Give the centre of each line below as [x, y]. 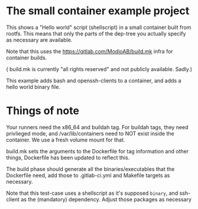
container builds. [27, 57]
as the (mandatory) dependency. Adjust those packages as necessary [106, 199]
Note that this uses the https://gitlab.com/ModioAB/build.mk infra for [90, 51]
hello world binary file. [33, 86]
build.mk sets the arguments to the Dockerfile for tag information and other [98, 151]
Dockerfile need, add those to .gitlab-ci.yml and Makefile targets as [88, 175]
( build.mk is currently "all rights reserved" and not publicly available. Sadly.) [99, 69]
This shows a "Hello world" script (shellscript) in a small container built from [99, 27]
